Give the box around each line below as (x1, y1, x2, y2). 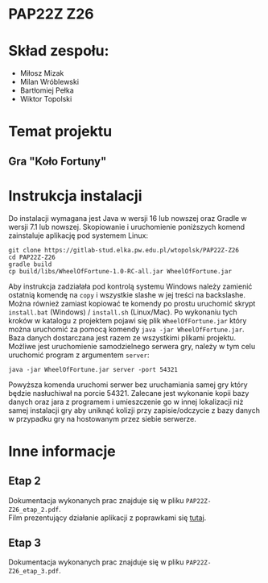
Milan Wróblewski (19, 77, 79, 87)
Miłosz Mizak (19, 69, 64, 78)
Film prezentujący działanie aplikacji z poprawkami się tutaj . (8, 513, 207, 523)
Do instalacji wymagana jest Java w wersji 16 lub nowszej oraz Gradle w (8, 213, 247, 223)
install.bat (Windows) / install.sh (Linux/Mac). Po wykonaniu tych (8, 307, 237, 317)
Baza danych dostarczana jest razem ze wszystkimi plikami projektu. (8, 332, 237, 343)
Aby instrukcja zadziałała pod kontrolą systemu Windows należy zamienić (8, 281, 253, 291)
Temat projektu (8, 123, 113, 141)
